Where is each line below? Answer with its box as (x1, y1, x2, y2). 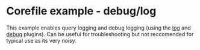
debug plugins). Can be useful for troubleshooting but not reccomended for (6, 30, 194, 37)
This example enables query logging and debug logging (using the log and (6, 24, 191, 31)
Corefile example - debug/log (6, 4, 157, 18)
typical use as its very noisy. (6, 37, 77, 44)
